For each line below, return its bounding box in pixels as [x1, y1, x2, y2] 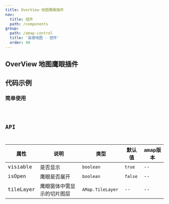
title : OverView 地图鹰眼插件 [5, 7, 64, 13]
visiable [8, 164, 33, 170]
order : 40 [10, 40, 30, 45]
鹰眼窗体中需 [40, 183, 70, 189]
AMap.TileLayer [82, 186, 119, 192]
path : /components [10, 21, 49, 27]
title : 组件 [10, 17, 34, 22]
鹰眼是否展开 [40, 173, 70, 180]
